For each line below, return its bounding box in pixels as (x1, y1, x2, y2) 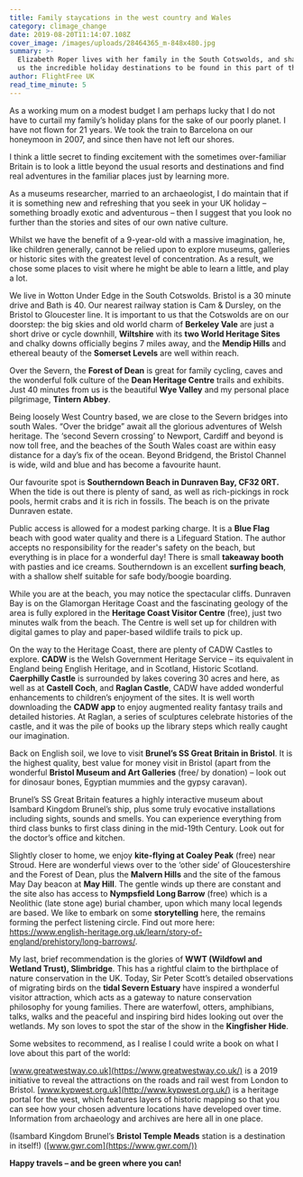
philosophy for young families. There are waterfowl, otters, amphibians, (9, 1001, 275, 1012)
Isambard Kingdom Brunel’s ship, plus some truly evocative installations (9, 804, 276, 814)
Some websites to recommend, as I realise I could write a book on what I (9, 1038, 279, 1049)
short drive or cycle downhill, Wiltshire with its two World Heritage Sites (9, 328, 281, 339)
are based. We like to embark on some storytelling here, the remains (9, 907, 266, 918)
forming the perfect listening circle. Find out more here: (9, 916, 216, 927)
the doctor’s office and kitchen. (9, 832, 125, 843)
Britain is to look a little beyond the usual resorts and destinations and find (9, 161, 285, 171)
